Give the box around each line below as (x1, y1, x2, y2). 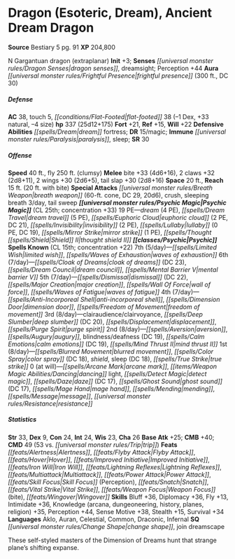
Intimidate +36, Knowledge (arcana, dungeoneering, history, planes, (8, 499, 204, 509)
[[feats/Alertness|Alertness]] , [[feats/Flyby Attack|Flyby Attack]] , (8, 448, 196, 456)
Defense (8, 95, 34, 103)
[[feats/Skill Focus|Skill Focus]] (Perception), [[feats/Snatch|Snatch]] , (8, 478, 209, 486)
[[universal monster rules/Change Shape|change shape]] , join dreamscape (8, 522, 225, 530)
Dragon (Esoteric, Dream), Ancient (8, 5, 213, 21)
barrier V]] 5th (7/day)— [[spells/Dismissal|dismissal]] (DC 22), (8, 272, 188, 281)
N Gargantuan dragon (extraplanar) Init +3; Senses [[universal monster (8, 56, 214, 64)
